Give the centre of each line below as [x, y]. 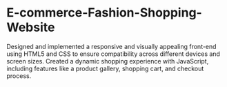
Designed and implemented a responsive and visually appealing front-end [111, 46]
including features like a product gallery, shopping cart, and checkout [105, 68]
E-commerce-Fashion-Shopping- [105, 13]
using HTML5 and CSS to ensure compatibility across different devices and [113, 54]
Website [31, 27]
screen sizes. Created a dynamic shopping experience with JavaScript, [108, 61]
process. [19, 76]
